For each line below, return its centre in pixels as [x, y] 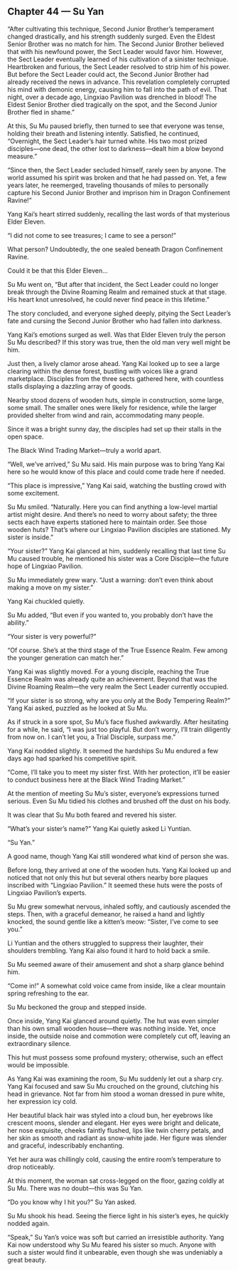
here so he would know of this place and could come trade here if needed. [117, 471]
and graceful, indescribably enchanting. [66, 1145]
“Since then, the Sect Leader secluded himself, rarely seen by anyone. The [117, 169]
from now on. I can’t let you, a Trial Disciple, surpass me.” [92, 737]
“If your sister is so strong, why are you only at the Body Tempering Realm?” [119, 700]
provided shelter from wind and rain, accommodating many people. [106, 415]
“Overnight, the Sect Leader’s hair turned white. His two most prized [107, 141]
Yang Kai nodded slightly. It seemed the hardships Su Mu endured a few [113, 750]
